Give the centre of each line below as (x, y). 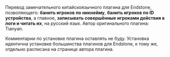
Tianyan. (14, 29)
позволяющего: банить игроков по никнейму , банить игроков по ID (80, 13)
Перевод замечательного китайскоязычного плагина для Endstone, (78, 7)
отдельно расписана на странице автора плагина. (59, 49)
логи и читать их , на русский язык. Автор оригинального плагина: (77, 23)
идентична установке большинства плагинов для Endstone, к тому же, (82, 44)
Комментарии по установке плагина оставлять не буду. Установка (77, 38)
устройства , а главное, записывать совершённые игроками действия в (85, 18)
